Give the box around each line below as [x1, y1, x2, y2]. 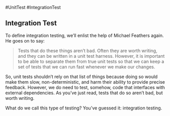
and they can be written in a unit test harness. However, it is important [17, 53, 165, 59]
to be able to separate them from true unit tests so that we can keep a [17, 58, 164, 64]
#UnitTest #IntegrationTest [5, 5, 61, 10]
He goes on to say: [5, 37, 45, 44]
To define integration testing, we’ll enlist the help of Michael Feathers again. [5, 32, 164, 38]
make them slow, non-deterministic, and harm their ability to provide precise [5, 79, 165, 85]
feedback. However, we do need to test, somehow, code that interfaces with [5, 84, 165, 90]
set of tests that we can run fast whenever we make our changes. [17, 63, 155, 70]
